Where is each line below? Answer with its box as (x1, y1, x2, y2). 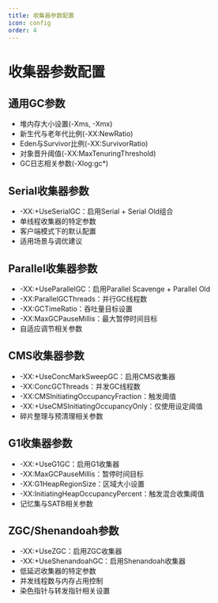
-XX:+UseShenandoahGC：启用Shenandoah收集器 (19, 556, 186, 566)
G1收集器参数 (8, 437, 73, 450)
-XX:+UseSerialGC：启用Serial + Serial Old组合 (19, 207, 174, 216)
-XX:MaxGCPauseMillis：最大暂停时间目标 (19, 314, 158, 323)
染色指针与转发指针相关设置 (19, 586, 111, 596)
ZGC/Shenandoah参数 (8, 524, 119, 538)
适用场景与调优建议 (19, 237, 83, 246)
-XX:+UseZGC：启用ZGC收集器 (19, 547, 122, 556)
